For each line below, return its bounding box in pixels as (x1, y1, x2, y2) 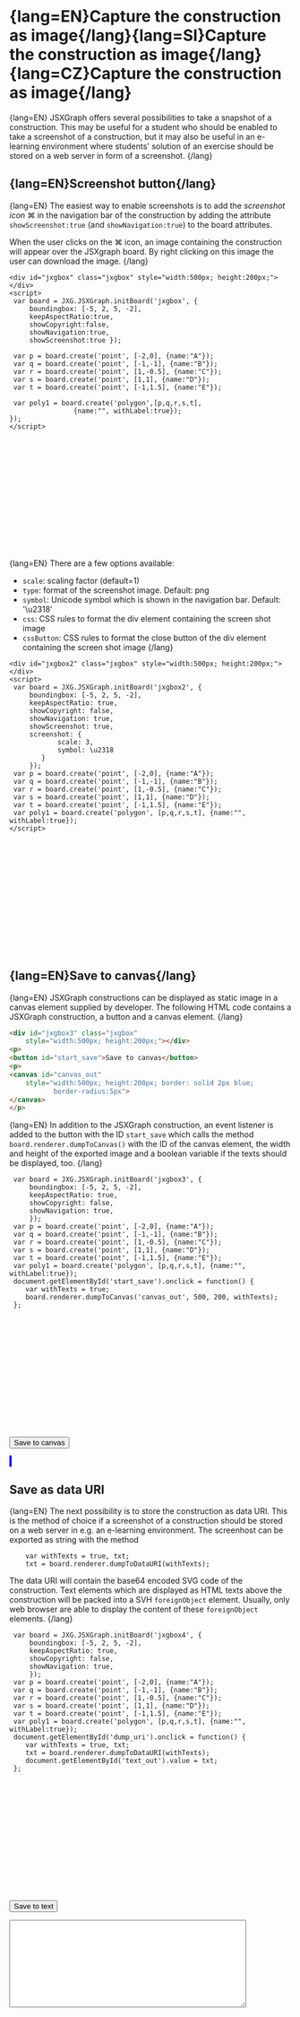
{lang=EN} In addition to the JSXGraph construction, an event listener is (9, 1119, 274, 1131)
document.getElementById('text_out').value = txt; (25, 1756, 219, 1766)
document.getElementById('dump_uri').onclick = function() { (13, 1733, 246, 1742)
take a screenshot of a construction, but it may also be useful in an (9, 131, 255, 142)
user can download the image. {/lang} (9, 256, 150, 266)
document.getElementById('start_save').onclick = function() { (13, 1277, 254, 1286)
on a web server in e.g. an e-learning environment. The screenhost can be (9, 1525, 284, 1535)
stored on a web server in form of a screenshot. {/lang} (9, 150, 213, 161)
